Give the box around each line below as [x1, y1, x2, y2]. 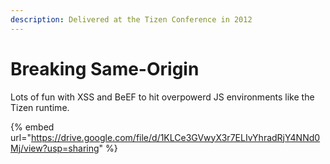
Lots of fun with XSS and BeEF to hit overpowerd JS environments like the [10, 91, 315, 103]
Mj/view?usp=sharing [10, 142, 100, 154]
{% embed [10, 121, 55, 133]
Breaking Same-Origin [10, 57, 200, 80]
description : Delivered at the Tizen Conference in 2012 [10, 14, 253, 25]
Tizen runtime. [10, 101, 70, 113]
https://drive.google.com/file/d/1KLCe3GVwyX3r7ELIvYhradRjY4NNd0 [30, 131, 321, 143]
